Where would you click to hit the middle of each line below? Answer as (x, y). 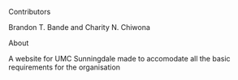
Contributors (30, 12)
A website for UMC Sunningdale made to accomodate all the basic (119, 59)
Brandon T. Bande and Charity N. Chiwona (79, 27)
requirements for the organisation (64, 67)
